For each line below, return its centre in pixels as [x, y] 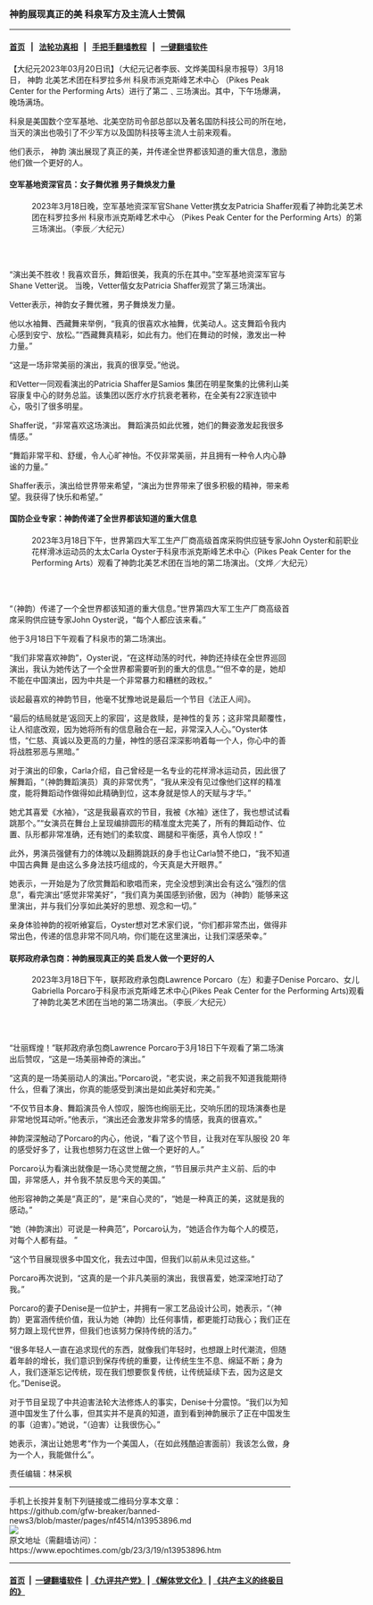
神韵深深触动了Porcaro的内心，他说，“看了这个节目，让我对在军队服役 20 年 [150, 1138]
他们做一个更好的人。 [48, 162]
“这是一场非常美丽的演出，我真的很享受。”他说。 [97, 365]
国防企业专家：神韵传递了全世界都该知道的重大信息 [103, 519]
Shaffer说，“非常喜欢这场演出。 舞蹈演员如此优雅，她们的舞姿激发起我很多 [147, 425]
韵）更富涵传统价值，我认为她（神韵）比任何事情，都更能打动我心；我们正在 [150, 1320]
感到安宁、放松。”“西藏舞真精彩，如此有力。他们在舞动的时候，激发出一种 [151, 334]
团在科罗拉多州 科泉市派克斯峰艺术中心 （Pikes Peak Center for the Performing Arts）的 [193, 217]
